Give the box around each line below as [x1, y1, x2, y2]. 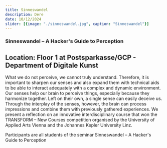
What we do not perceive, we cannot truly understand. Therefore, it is [5, 74, 149, 80]
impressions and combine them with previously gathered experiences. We [5, 106, 158, 112]
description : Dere [5, 12, 44, 17]
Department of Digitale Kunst [5, 61, 99, 69]
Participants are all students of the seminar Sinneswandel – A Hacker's [5, 131, 151, 137]
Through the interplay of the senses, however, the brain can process [5, 100, 147, 106]
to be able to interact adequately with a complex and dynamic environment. [5, 84, 161, 90]
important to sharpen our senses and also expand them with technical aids [5, 79, 159, 85]
